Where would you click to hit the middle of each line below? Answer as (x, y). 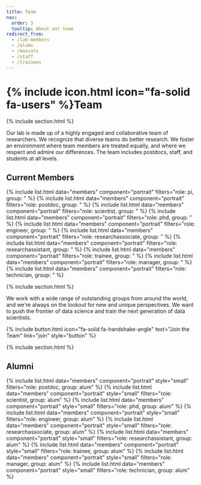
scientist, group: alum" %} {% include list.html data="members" (85, 400)
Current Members (40, 177)
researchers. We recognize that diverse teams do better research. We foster (100, 140)
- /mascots (25, 51)
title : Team (21, 12)
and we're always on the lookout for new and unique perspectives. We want (100, 305)
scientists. (19, 318)
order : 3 (22, 23)
